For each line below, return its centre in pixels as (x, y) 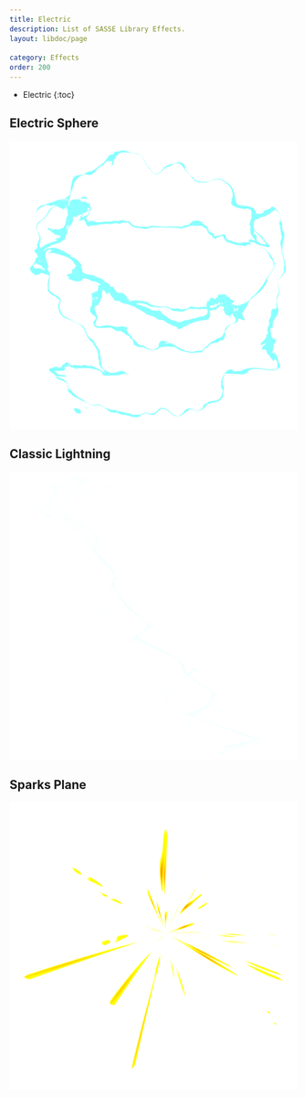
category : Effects (44, 58)
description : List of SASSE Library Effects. (97, 29)
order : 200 (30, 68)
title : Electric (40, 19)
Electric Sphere (54, 123)
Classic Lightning (60, 454)
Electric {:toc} (48, 95)
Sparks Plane (48, 785)
